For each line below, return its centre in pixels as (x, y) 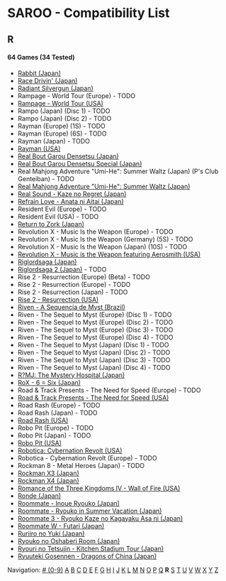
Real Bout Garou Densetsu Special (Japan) (80, 163)
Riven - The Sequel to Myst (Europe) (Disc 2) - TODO (95, 322)
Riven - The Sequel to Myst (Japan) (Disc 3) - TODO (94, 359)
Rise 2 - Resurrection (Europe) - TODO (74, 284)
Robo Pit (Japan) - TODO (54, 435)
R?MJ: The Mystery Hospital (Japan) (71, 375)
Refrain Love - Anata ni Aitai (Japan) (70, 201)
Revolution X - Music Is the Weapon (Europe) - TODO (95, 232)
